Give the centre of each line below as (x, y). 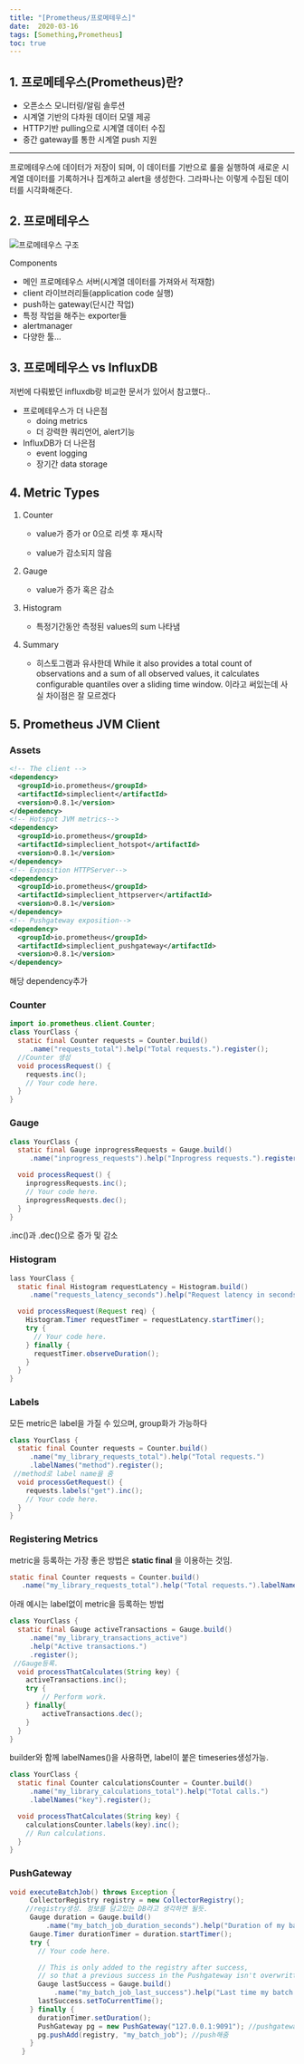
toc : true (28, 43)
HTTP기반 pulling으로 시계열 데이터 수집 (94, 129)
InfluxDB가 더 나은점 (59, 443)
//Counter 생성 (44, 1057)
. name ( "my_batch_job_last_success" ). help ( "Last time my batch (174, 1993)
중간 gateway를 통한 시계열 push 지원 (90, 140)
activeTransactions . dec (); (93, 1713)
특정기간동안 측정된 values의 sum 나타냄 (108, 626)
